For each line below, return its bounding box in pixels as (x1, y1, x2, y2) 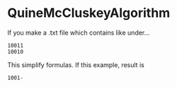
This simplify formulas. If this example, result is (7, 60, 145, 69)
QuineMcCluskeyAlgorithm (7, 5, 171, 21)
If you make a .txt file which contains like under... (7, 28, 150, 37)
